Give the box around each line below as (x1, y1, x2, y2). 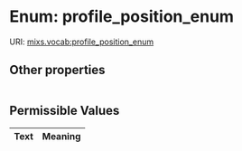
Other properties (9, 62, 106, 78)
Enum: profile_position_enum (9, 6, 235, 27)
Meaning (42, 129, 81, 142)
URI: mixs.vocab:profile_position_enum (9, 36, 154, 47)
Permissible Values (9, 103, 120, 118)
